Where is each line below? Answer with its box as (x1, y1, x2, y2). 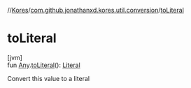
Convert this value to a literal (7, 74, 90, 82)
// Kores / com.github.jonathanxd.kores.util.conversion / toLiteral (7, 6, 184, 14)
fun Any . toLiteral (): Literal (7, 61, 80, 69)
